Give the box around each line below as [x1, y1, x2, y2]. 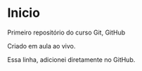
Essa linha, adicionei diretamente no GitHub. [7, 55, 136, 64]
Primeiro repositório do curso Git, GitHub [7, 28, 126, 37]
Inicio [7, 5, 41, 21]
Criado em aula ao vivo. [7, 41, 76, 50]
